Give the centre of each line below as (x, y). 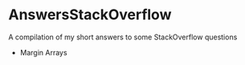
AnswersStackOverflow (90, 15)
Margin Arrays (43, 52)
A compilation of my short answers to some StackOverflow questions (123, 37)
